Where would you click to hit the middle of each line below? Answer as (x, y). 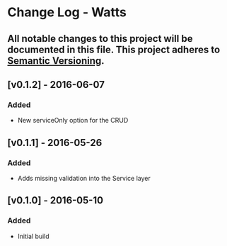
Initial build (33, 236)
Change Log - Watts (67, 12)
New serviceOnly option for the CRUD (73, 121)
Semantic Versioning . (56, 61)
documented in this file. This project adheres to (114, 49)
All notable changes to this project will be (100, 39)
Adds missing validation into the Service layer (84, 178)
